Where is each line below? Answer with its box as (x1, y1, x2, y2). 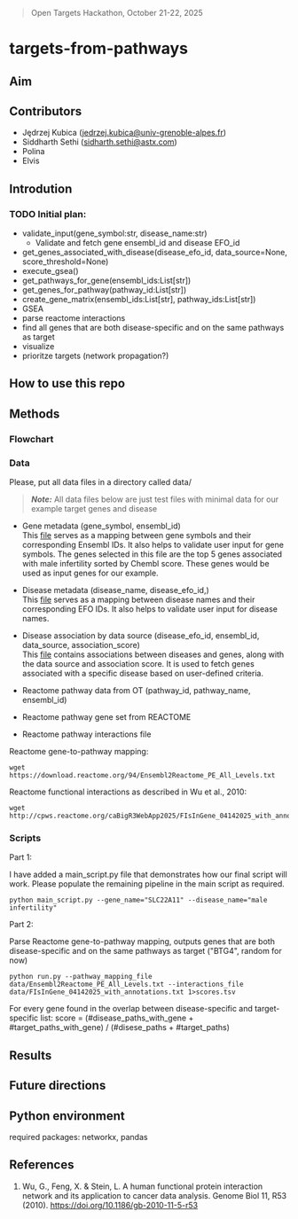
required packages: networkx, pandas (9, 1131, 148, 1142)
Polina (21, 146, 45, 157)
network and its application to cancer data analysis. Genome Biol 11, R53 (21, 1190, 286, 1200)
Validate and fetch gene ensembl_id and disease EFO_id (35, 238, 240, 248)
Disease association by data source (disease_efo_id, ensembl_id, (21, 630, 260, 641)
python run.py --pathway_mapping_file (9, 973, 153, 981)
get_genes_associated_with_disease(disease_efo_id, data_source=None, (21, 247, 288, 258)
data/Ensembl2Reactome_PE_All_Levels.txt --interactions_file (9, 980, 244, 989)
